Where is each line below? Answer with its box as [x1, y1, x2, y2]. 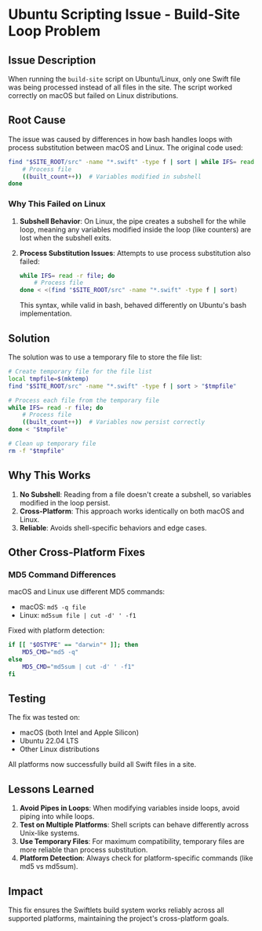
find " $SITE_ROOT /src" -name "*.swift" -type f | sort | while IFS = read [8, 158, 255, 166]
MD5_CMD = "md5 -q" [22, 648, 79, 656]
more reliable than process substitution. [19, 845, 148, 855]
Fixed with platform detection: [8, 626, 105, 635]
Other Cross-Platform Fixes [8, 546, 146, 559]
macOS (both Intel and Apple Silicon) [19, 728, 140, 737]
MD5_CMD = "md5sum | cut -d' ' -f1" [22, 663, 135, 670]
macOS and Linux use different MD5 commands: [8, 587, 166, 597]
